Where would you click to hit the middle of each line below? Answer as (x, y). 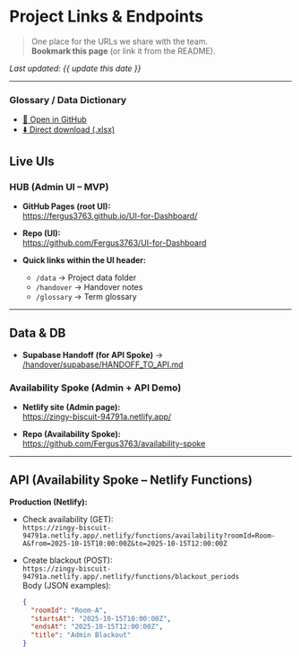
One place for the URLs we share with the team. (120, 41)
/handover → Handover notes (89, 287)
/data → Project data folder (86, 277)
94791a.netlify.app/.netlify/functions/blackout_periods (131, 576)
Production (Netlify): (48, 502)
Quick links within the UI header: (84, 260)
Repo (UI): (41, 233)
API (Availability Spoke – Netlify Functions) (131, 481)
